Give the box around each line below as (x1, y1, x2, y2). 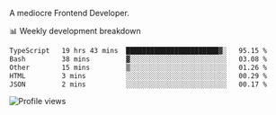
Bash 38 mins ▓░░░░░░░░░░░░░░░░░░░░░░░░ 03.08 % (9, 54, 268, 64)
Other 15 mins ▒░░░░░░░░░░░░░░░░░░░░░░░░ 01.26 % (9, 63, 268, 72)
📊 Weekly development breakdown (9, 26, 141, 36)
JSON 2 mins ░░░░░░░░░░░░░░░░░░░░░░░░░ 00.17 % (9, 80, 268, 89)
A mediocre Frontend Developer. (9, 8, 130, 18)
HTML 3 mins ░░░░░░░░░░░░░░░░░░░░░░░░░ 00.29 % (9, 71, 268, 80)
